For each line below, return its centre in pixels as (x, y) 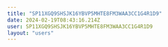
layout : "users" (30, 33)
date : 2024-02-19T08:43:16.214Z (54, 20)
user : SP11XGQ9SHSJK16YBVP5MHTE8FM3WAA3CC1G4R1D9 (80, 26)
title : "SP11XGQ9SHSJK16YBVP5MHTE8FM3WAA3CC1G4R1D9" (85, 13)
